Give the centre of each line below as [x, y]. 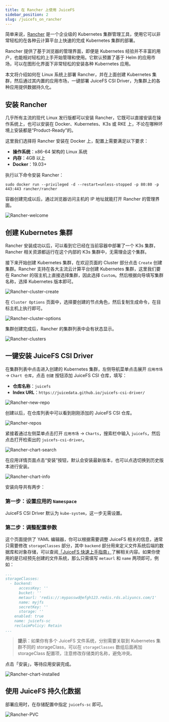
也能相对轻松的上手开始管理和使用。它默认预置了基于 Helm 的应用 [82, 57]
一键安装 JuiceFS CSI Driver [49, 356]
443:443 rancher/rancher [31, 189]
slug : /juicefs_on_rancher [34, 19]
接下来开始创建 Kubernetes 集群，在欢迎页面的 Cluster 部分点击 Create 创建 [84, 262]
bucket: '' [30, 593]
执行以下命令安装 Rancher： [35, 175]
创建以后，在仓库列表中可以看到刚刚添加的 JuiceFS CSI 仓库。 [70, 413]
